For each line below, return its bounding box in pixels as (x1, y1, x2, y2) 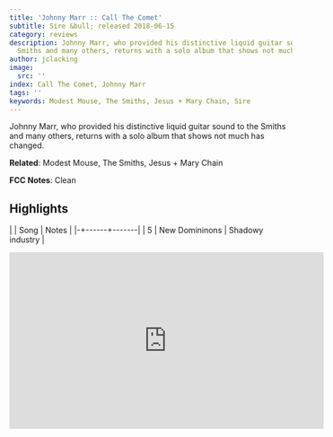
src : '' (17, 72, 47, 81)
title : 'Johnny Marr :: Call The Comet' (9, 13, 163, 22)
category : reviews (9, 30, 78, 39)
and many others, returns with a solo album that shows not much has (9, 131, 265, 142)
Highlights (9, 201, 69, 216)
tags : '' (9, 88, 42, 97)
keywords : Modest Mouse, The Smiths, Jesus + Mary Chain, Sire (9, 96, 251, 106)
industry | (9, 234, 45, 245)
